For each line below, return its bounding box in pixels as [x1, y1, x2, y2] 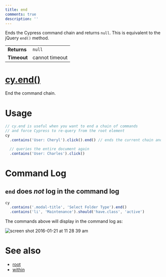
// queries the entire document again [9, 146, 90, 151]
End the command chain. [5, 90, 56, 96]
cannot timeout [32, 54, 68, 61]
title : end [5, 7, 28, 12]
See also [5, 245, 41, 256]
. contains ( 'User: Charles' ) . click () [9, 151, 85, 156]
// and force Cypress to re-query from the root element [5, 129, 125, 134]
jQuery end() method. [5, 35, 49, 41]
